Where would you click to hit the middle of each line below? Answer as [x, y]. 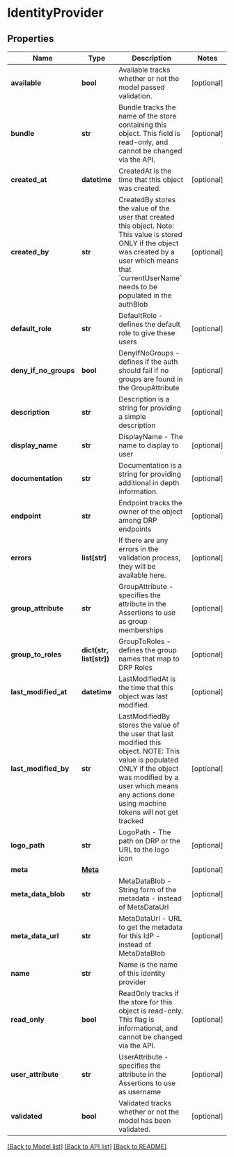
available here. [142, 575]
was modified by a [148, 777]
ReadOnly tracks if [148, 993]
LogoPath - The [145, 832]
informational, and [148, 1028]
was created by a [147, 252]
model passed [141, 87]
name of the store [147, 116]
